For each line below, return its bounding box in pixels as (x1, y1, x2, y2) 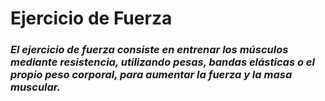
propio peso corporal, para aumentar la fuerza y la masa (10, 68, 293, 82)
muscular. (10, 80, 61, 94)
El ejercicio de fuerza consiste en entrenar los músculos (10, 43, 289, 57)
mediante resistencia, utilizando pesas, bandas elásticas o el (10, 55, 315, 69)
